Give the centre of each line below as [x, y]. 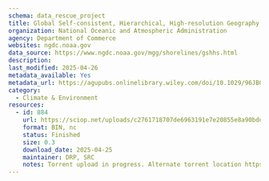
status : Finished [52, 135]
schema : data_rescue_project [57, 16]
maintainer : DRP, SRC [58, 157]
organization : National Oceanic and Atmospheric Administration [118, 30]
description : [30, 61]
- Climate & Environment [57, 98]
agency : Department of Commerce [62, 38]
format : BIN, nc [50, 127]
